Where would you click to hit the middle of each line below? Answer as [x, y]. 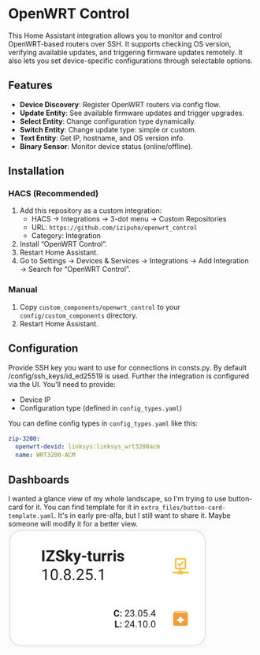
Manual [23, 290]
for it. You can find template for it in [82, 507]
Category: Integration [66, 236]
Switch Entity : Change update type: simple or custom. [108, 129]
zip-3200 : [24, 438]
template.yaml [32, 516]
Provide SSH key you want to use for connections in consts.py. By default [127, 367]
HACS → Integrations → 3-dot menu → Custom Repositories [129, 219]
